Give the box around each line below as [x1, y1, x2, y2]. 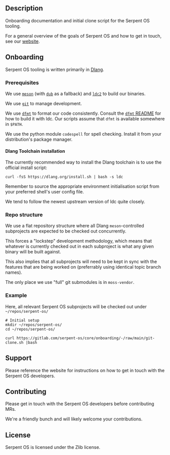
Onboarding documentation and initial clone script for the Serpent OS [5, 17, 150, 23]
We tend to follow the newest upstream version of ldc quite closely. [5, 199, 146, 205]
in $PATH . [5, 121, 23, 127]
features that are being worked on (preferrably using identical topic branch [5, 264, 161, 270]
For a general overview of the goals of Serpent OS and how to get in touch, [5, 32, 162, 39]
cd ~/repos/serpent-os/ [5, 327, 56, 332]
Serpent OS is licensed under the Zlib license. [5, 444, 101, 450]
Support [5, 354, 32, 363]
